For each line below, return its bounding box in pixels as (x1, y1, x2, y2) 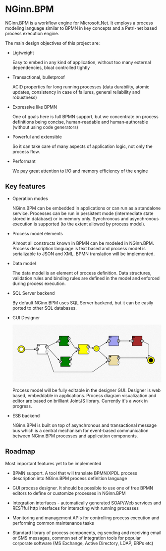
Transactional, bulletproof (12, 74, 65, 80)
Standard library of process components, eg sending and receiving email (12, 530, 162, 536)
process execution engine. (5, 30, 59, 36)
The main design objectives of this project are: (5, 40, 100, 46)
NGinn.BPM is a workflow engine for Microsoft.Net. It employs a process (5, 20, 153, 26)
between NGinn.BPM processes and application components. (12, 433, 138, 439)
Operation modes (12, 195, 48, 202)
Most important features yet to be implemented (5, 460, 102, 466)
